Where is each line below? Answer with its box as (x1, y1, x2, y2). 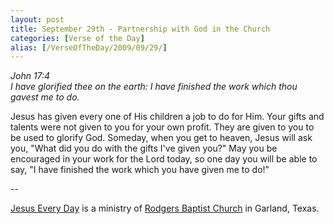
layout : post (10, 14, 65, 25)
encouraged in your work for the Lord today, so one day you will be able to (10, 153, 318, 165)
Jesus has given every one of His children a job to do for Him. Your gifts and (10, 111, 325, 123)
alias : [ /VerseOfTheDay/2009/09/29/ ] (10, 42, 168, 53)
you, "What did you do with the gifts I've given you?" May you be (10, 142, 278, 155)
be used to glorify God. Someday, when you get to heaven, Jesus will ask (10, 132, 313, 144)
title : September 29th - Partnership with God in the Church (10, 24, 271, 34)
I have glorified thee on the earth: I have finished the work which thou (10, 81, 298, 93)
